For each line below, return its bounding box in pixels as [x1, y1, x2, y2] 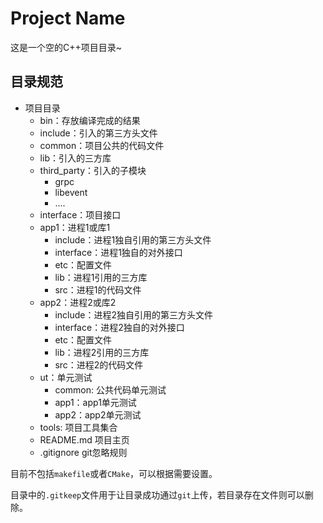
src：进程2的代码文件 [54, 358, 144, 371]
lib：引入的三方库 [39, 152, 112, 164]
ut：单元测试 [39, 371, 93, 383]
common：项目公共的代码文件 [39, 139, 165, 151]
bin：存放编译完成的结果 [39, 114, 141, 126]
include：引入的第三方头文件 [39, 127, 158, 139]
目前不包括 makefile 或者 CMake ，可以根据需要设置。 [10, 467, 218, 479]
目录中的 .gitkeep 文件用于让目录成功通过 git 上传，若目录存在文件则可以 [10, 488, 305, 501]
